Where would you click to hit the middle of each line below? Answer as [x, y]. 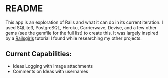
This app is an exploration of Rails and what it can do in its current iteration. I [84, 22]
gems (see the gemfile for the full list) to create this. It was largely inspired [82, 33]
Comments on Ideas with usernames [50, 71]
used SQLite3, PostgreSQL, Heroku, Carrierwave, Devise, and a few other [81, 27]
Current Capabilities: [38, 54]
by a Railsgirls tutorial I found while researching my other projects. [73, 38]
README [24, 9]
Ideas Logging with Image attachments [53, 66]
